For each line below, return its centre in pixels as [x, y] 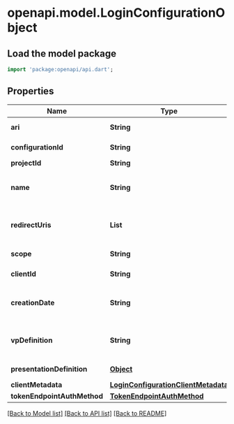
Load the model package [62, 53]
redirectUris [31, 225]
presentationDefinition [49, 369]
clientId [24, 274]
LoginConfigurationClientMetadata [169, 384]
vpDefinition [32, 340]
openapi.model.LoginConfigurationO [116, 13]
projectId [26, 163]
